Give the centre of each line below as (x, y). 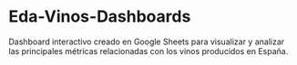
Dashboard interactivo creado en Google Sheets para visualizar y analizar (147, 42)
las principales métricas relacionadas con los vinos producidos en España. (148, 51)
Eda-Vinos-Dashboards (100, 17)
